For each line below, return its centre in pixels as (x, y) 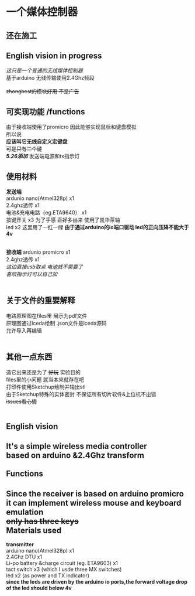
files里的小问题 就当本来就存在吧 (45, 379)
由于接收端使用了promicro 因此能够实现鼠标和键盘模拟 (72, 127)
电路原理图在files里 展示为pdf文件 (47, 316)
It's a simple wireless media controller (76, 446)
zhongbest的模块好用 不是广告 (43, 91)
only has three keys (42, 521)
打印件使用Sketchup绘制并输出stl (46, 387)
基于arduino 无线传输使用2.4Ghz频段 (50, 78)
